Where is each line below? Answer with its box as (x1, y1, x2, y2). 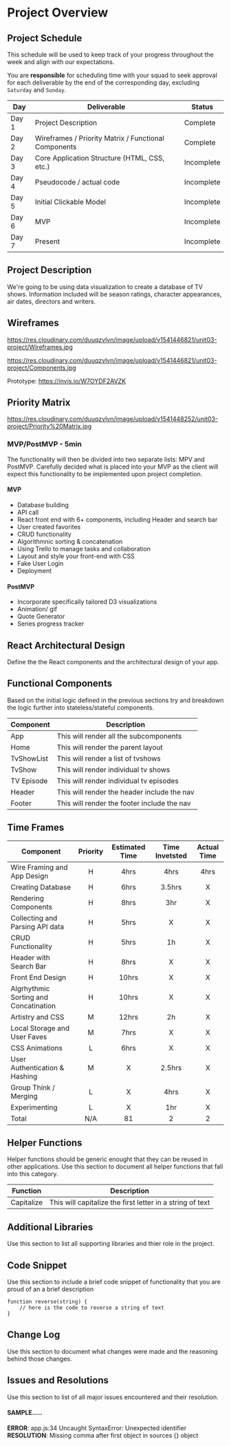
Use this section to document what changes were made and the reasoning (7, 1347, 218, 1355)
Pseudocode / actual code (34, 178, 120, 187)
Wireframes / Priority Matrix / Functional (34, 134, 165, 142)
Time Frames (7, 822, 65, 833)
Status (191, 102, 214, 111)
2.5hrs (160, 1063, 182, 1072)
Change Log (7, 1329, 60, 1341)
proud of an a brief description (7, 1285, 94, 1293)
